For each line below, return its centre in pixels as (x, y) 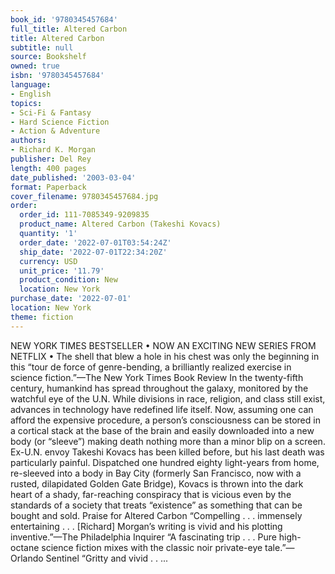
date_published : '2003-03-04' (73, 177)
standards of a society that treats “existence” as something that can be (156, 505)
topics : (26, 103)
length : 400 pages (48, 168)
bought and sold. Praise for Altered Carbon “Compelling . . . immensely (156, 515)
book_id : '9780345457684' (64, 19)
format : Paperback (48, 187)
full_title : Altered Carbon (69, 29)
